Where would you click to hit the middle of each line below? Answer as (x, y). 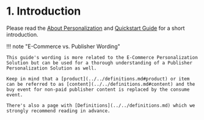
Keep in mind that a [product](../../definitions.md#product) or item (98, 79)
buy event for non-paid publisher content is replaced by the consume (98, 90)
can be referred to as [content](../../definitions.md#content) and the (101, 84)
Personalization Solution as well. (52, 68)
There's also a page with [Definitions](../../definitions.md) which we (101, 105)
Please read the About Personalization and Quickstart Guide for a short (96, 28)
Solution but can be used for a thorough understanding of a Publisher (99, 63)
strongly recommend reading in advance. (59, 111)
